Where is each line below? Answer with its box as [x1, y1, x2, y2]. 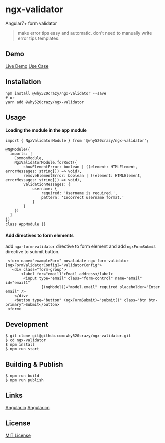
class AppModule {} [5, 221, 46, 227]
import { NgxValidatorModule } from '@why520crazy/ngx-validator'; [5, 138, 149, 143]
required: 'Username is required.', [41, 191, 118, 196]
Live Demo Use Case [5, 63, 49, 69]
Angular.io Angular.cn [5, 404, 50, 410]
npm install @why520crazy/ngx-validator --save [5, 91, 107, 96]
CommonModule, [14, 156, 44, 161]
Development [5, 320, 49, 329]
